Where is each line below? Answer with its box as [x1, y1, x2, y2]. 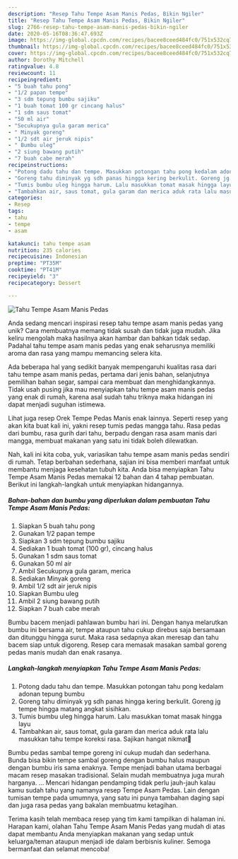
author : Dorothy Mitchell [8, 57, 84, 64]
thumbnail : [8, 43, 40, 50]
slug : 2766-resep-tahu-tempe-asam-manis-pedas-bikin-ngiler [8, 23, 189, 30]
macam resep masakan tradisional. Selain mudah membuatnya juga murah [8, 771, 225, 779]
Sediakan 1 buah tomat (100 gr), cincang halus [18, 544, 153, 552]
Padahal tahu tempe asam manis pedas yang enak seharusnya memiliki [8, 341, 215, 350]
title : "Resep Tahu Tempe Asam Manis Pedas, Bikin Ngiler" [8, 17, 186, 24]
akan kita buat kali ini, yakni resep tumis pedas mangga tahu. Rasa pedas [8, 421, 221, 430]
